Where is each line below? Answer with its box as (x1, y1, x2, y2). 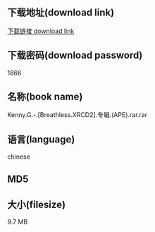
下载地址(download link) (7, 6, 115, 19)
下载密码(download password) (7, 49, 143, 61)
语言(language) (7, 133, 75, 145)
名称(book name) (7, 91, 83, 103)
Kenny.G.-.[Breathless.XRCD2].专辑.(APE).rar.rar (7, 111, 148, 119)
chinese (7, 152, 30, 161)
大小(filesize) (7, 199, 66, 211)
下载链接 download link (7, 27, 75, 35)
